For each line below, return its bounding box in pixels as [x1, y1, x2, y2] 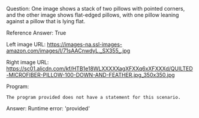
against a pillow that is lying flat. [6, 18, 86, 24]
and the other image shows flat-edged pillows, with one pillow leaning [6, 11, 179, 18]
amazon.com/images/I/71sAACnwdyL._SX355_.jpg [6, 47, 131, 54]
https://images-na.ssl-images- [47, 41, 123, 48]
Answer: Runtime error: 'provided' [6, 105, 90, 112]
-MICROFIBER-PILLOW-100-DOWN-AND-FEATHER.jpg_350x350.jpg [6, 72, 175, 78]
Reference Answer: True [6, 29, 67, 36]
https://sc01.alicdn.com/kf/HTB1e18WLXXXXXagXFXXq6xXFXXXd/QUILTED [6, 65, 193, 72]
